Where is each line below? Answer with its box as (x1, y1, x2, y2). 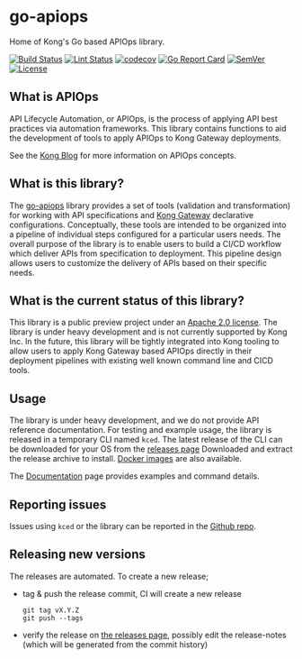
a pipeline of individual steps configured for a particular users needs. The (9, 228, 281, 240)
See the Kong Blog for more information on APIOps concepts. (9, 150, 236, 160)
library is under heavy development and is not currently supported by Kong (9, 326, 288, 337)
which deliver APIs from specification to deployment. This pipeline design (9, 248, 281, 259)
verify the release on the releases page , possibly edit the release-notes (22, 629, 287, 640)
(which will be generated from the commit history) (22, 638, 209, 650)
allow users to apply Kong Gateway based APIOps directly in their (9, 345, 253, 357)
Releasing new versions (9, 547, 146, 563)
